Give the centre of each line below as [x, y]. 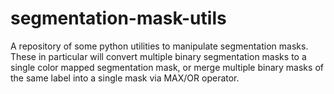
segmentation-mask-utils [118, 18]
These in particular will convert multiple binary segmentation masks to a [158, 56]
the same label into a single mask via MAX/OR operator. [125, 78]
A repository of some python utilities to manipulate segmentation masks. [159, 46]
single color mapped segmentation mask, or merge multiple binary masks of [167, 67]
